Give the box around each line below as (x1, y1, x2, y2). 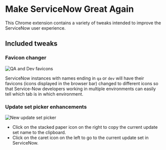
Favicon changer (5, 54, 47, 61)
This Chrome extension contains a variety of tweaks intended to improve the (5, 20, 161, 26)
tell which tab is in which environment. (5, 91, 83, 97)
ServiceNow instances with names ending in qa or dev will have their (5, 75, 144, 81)
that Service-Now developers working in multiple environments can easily (5, 86, 156, 92)
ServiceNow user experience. (5, 25, 66, 31)
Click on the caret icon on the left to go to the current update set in (12, 135, 149, 141)
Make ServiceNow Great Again (5, 3, 134, 15)
